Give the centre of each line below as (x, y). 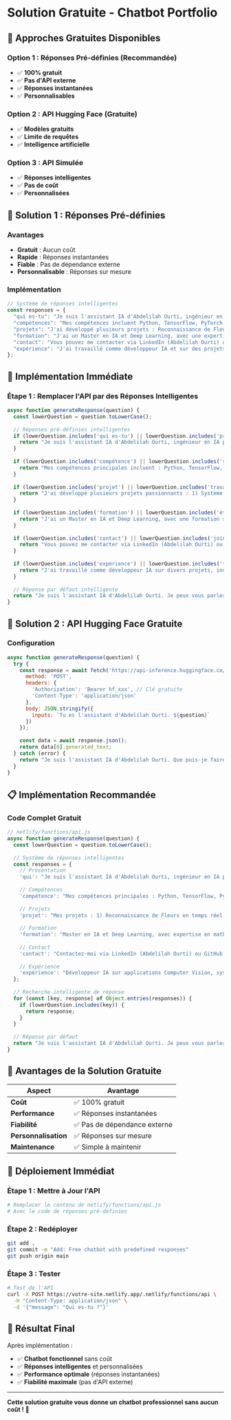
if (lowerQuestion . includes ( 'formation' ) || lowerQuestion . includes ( (115, 513)
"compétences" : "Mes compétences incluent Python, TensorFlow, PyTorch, (120, 323)
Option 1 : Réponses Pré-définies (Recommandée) (92, 58)
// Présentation (43, 871)
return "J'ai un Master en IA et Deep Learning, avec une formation (120, 519)
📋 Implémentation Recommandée (81, 795)
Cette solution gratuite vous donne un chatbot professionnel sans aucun (113, 1402)
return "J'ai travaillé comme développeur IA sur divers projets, (117, 570)
